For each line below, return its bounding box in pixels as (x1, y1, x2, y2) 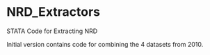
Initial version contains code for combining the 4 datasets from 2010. (6, 40, 204, 48)
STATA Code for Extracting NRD (6, 27, 98, 35)
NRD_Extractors (6, 4, 101, 20)
